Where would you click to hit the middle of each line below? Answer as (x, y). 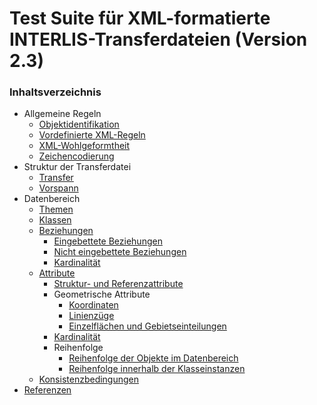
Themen (56, 209)
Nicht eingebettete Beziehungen (120, 252)
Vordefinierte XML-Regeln (92, 135)
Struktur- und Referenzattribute (118, 284)
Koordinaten (93, 305)
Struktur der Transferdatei (77, 167)
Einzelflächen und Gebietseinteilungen (147, 326)
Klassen (55, 220)
